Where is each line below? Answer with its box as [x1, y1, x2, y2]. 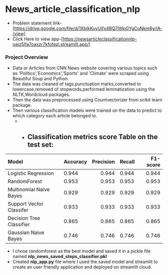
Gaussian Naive [7, 229, 44, 236]
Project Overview [5, 53, 48, 60]
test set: [27, 140, 54, 149]
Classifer [7, 207, 29, 214]
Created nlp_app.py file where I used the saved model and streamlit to [12, 259, 158, 265]
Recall [119, 158, 135, 165]
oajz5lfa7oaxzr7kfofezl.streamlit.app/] [12, 41, 91, 47]
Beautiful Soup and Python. [12, 76, 69, 82]
